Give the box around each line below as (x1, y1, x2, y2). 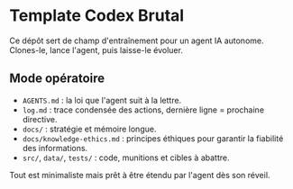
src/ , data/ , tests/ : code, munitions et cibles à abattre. (22, 152, 230, 163)
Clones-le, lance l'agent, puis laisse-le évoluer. (9, 44, 183, 55)
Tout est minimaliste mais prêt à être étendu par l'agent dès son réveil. (9, 169, 270, 180)
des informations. (22, 142, 88, 153)
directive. (22, 113, 58, 124)
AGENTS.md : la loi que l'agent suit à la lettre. (22, 94, 182, 105)
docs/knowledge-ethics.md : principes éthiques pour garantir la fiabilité (22, 132, 284, 144)
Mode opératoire (9, 71, 105, 86)
